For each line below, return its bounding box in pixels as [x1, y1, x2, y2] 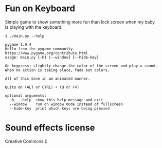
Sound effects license [5, 122, 95, 133]
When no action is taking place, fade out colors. [5, 68, 110, 73]
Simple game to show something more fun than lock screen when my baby [5, 19, 155, 25]
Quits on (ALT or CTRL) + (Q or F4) [5, 85, 79, 90]
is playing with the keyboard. [5, 24, 63, 30]
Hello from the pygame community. [5, 46, 75, 51]
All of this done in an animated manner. [5, 76, 90, 81]
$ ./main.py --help [5, 34, 45, 38]
